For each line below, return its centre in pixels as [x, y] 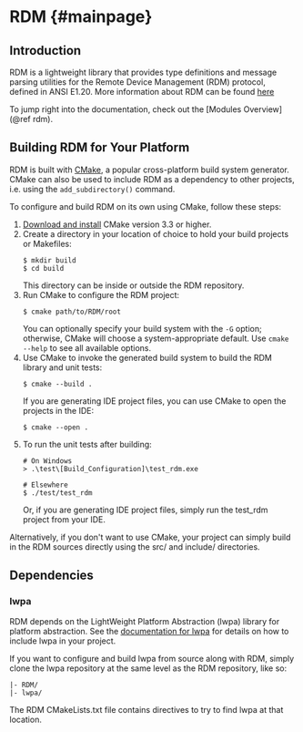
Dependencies [51, 576]
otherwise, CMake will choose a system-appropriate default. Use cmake [156, 338]
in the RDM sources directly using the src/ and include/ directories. [135, 546]
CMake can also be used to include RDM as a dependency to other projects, [152, 179]
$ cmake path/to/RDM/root [71, 312]
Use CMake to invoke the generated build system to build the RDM [147, 357]
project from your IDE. [64, 519]
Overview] [263, 109]
